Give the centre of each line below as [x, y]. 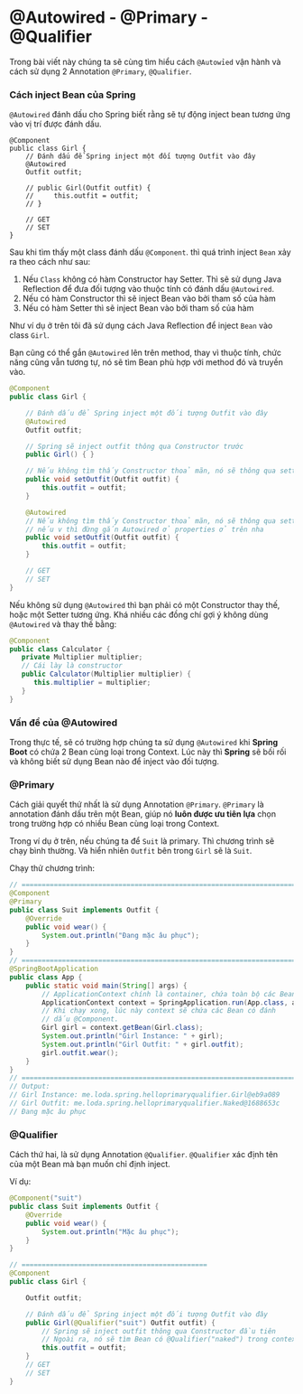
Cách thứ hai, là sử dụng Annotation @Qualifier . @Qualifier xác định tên [144, 1155]
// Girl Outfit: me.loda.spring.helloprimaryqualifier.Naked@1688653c [145, 1104]
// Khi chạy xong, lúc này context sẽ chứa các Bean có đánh [159, 1011]
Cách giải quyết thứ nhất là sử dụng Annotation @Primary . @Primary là [137, 805]
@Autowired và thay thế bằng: [63, 624]
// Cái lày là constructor [72, 666]
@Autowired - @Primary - [109, 18]
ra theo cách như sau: [50, 262]
